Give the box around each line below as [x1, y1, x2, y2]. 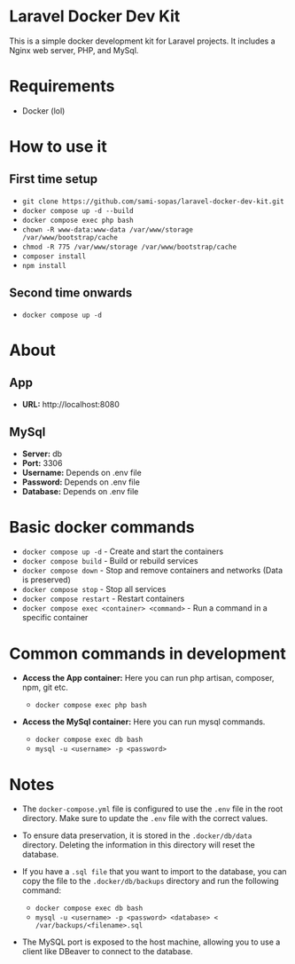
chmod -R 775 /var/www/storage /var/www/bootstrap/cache [21, 242, 237, 251]
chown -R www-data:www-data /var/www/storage [21, 225, 193, 234]
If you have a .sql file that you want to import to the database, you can [21, 866, 287, 877]
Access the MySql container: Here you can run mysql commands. [21, 716, 266, 727]
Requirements [9, 76, 115, 97]
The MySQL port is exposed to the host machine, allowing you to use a [21, 936, 281, 947]
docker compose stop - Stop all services [21, 584, 167, 595]
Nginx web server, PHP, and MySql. [9, 44, 139, 55]
